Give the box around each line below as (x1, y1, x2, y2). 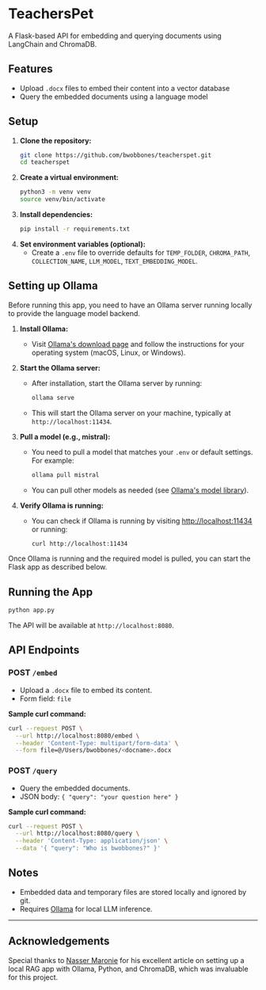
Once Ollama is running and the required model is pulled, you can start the (8, 554, 251, 563)
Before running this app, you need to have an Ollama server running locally (8, 300, 253, 310)
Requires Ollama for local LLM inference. (19, 904, 153, 913)
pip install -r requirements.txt (19, 225, 131, 234)
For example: (31, 455, 74, 465)
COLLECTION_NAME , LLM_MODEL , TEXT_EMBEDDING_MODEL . (31, 256, 198, 265)
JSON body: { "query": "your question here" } (19, 791, 179, 801)
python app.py (8, 607, 55, 615)
